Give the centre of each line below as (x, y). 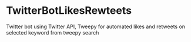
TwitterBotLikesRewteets (69, 11)
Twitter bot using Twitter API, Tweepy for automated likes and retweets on (96, 26)
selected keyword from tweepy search (53, 32)
